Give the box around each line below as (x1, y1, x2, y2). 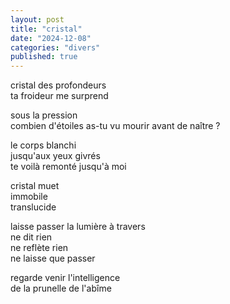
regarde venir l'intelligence (10, 272, 121, 284)
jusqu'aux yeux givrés (10, 150, 101, 162)
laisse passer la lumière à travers (10, 221, 146, 233)
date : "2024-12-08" (10, 33, 92, 43)
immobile (10, 191, 48, 203)
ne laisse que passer (10, 252, 96, 265)
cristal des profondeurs (10, 79, 107, 91)
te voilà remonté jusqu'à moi (10, 161, 127, 173)
